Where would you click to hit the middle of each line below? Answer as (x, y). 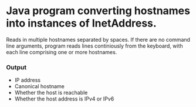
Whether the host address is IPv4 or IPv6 (64, 99)
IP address (28, 80)
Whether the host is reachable (51, 93)
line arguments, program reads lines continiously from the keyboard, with (94, 46)
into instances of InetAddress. (81, 23)
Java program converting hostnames (98, 11)
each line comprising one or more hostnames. (62, 52)
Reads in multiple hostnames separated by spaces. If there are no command (98, 39)
